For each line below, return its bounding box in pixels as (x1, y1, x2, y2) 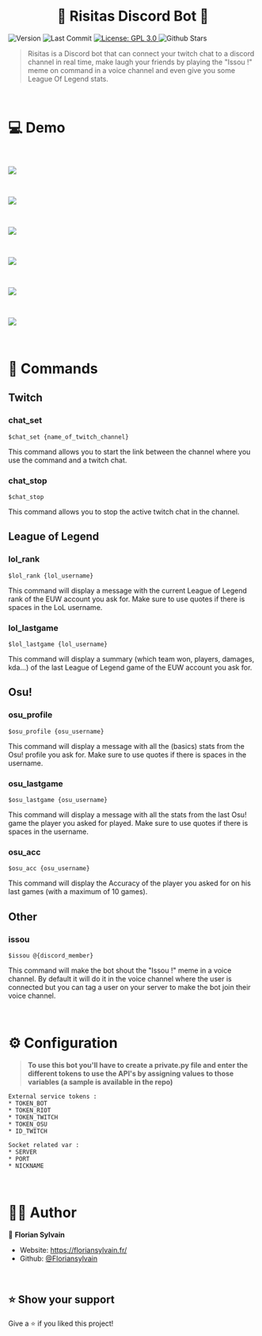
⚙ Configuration (8, 1035, 118, 1052)
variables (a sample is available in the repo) (27, 1077, 173, 1086)
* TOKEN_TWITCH (8, 1113, 59, 1121)
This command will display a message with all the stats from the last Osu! (8, 810, 247, 820)
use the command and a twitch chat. (8, 455, 127, 465)
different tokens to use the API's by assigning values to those (27, 1069, 234, 1078)
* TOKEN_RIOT (8, 1106, 51, 1114)
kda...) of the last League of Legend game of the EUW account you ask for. (8, 662, 253, 673)
